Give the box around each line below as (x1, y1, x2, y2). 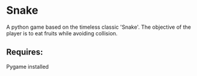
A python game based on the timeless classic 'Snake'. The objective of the (6, 23, 192, 31)
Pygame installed (6, 63, 49, 70)
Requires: (6, 47, 43, 57)
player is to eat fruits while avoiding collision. (6, 29, 118, 37)
